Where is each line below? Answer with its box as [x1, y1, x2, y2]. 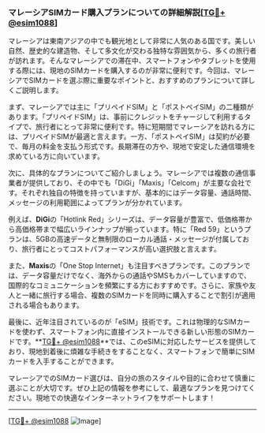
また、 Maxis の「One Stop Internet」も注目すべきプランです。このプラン [8, 261, 244, 271]
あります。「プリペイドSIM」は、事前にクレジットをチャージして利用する [8, 112, 244, 121]
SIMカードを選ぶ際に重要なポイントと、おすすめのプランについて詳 [28, 76, 248, 85]
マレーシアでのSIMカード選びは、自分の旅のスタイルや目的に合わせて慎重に [8, 373, 256, 383]
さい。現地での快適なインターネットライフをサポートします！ [14, 393, 215, 403]
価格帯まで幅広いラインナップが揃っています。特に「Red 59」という [21, 225, 244, 234]
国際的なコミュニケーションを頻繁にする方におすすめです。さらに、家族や [8, 281, 250, 290]
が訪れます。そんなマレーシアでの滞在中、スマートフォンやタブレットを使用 [8, 56, 256, 65]
